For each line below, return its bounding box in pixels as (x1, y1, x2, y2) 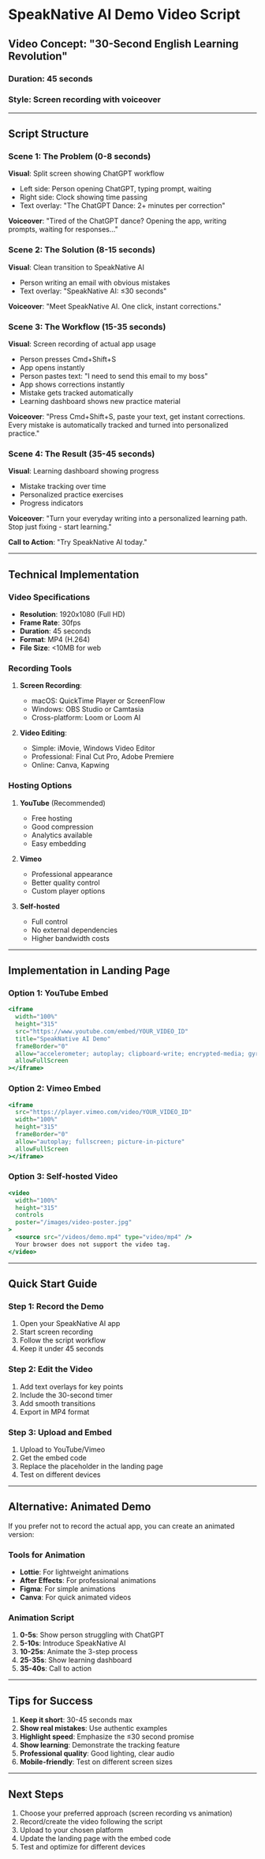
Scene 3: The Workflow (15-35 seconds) (8, 321, 166, 332)
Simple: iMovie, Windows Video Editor (31, 743, 155, 753)
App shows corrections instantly (19, 380, 125, 389)
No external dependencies (31, 925, 118, 935)
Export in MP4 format (19, 1407, 90, 1416)
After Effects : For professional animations (19, 1576, 156, 1585)
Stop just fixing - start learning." (8, 522, 112, 531)
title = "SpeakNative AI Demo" (15, 1034, 111, 1043)
